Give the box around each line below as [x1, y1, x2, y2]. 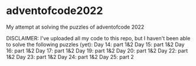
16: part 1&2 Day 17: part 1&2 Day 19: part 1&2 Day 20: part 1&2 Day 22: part [6, 47, 188, 54]
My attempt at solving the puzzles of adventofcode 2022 [6, 23, 145, 30]
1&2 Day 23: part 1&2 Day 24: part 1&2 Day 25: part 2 [6, 53, 134, 60]
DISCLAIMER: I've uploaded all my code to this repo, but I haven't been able [6, 34, 191, 41]
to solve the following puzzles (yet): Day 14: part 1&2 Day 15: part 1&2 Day [6, 41, 185, 48]
